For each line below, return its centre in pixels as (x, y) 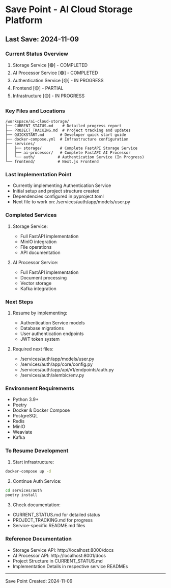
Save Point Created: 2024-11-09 (39, 581)
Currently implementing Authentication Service (62, 185)
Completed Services (31, 215)
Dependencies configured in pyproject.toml (58, 196)
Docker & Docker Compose (41, 410)
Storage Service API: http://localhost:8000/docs (63, 550)
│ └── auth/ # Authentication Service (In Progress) (75, 157)
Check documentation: (37, 505)
